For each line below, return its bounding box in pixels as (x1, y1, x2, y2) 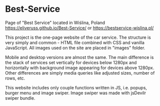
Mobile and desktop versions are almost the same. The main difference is (5, 54, 154, 60)
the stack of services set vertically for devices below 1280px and (5, 59, 137, 65)
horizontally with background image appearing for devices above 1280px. (5, 65, 154, 71)
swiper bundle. (5, 95, 35, 101)
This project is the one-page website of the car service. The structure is (5, 34, 151, 40)
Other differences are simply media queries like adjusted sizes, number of (5, 70, 155, 76)
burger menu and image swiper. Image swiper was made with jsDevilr (5, 90, 146, 96)
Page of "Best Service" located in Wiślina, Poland (5, 20, 105, 26)
